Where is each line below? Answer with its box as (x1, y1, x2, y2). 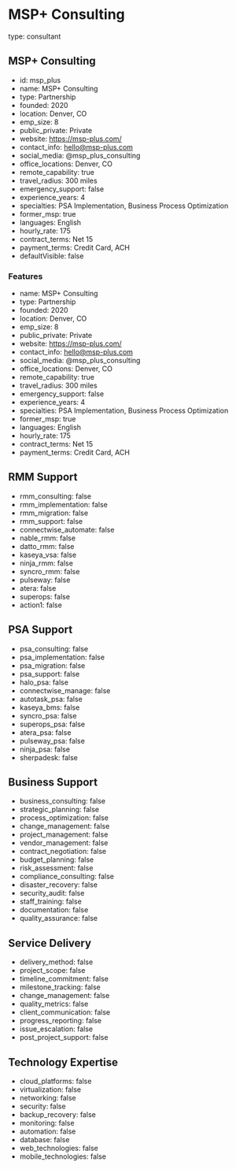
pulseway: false (19, 575, 71, 584)
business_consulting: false (19, 796, 106, 806)
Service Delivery (8, 936, 92, 950)
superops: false (19, 592, 71, 601)
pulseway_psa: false (19, 736, 85, 745)
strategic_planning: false (19, 805, 100, 815)
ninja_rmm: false (19, 558, 73, 568)
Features (8, 270, 43, 281)
